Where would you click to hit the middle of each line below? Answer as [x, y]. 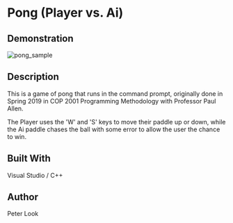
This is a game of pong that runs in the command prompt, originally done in [115, 93]
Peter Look [23, 214]
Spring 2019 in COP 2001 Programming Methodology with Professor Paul [112, 101]
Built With [29, 159]
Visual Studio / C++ [35, 175]
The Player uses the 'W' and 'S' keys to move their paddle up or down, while [116, 122]
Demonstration [41, 39]
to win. [17, 136]
